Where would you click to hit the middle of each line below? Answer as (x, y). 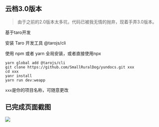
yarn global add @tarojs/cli (35, 63)
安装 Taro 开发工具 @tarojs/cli (36, 43)
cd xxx (12, 71)
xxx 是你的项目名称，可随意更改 (37, 90)
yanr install (19, 76)
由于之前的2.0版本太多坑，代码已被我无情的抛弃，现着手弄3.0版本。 (87, 22)
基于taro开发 (18, 32)
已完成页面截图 (28, 107)
